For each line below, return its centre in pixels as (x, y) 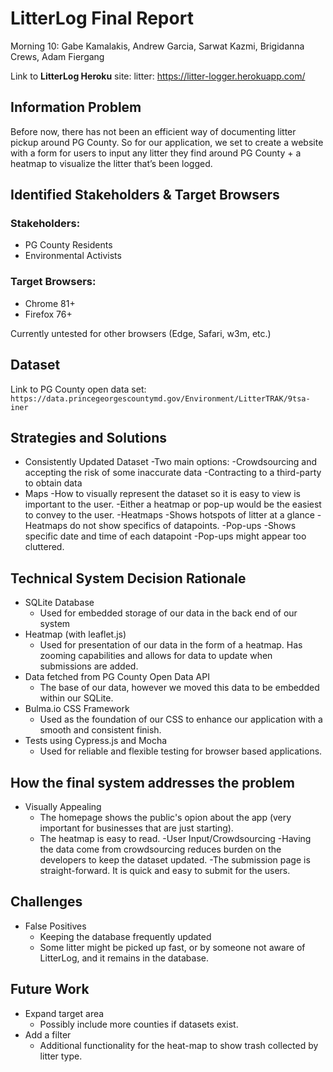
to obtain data (53, 483)
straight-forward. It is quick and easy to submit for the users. (165, 870)
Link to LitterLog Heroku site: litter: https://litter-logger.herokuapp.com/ (158, 76)
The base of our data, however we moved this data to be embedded (179, 688)
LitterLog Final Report (102, 18)
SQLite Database (59, 603)
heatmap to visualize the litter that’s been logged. (111, 163)
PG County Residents (68, 245)
